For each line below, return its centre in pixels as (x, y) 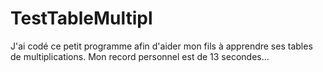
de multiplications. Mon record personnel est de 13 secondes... (140, 56)
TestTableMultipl (81, 18)
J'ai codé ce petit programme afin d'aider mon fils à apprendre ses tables (161, 46)
